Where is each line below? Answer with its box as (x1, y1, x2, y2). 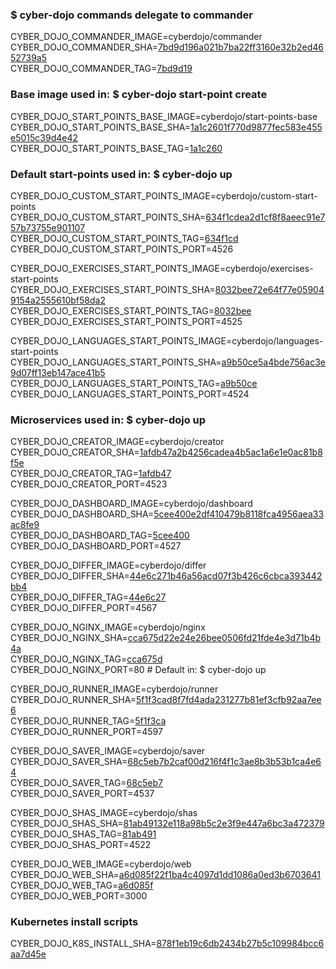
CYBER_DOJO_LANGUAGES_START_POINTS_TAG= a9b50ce (10, 377, 258, 389)
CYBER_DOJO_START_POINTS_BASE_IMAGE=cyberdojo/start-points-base (10, 110, 318, 122)
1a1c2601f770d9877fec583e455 (190, 121, 323, 133)
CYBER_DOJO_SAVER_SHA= (10, 756, 128, 768)
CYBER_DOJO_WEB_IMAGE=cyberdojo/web (10, 858, 192, 870)
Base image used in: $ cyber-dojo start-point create (10, 88, 268, 102)
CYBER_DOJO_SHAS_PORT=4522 (10, 839, 152, 851)
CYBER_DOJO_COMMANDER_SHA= (10, 41, 158, 53)
